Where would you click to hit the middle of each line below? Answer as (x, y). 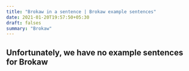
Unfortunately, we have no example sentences (95, 52)
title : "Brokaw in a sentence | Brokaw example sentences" (81, 12)
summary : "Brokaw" (29, 28)
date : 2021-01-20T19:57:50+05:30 (48, 17)
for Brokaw (27, 62)
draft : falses (24, 23)
